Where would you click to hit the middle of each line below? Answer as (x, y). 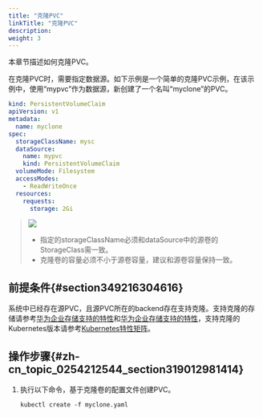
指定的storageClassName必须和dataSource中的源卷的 (129, 240)
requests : (39, 201)
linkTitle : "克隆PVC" (43, 23)
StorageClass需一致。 (76, 250)
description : (30, 30)
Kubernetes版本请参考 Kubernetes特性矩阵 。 (81, 329)
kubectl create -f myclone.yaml (74, 405)
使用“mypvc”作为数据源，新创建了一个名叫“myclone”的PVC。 (131, 89)
